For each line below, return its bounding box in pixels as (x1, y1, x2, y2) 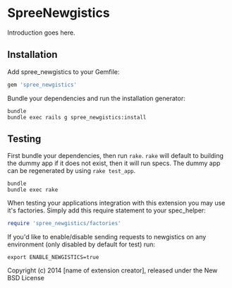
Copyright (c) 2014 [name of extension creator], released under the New (7, 266, 218, 275)
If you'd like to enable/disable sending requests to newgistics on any (7, 233, 207, 241)
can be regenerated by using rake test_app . (7, 167, 136, 175)
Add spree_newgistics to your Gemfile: (7, 67, 120, 76)
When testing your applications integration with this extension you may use (7, 199, 226, 208)
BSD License (7, 274, 44, 282)
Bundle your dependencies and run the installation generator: (7, 94, 185, 102)
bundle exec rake (7, 186, 59, 193)
